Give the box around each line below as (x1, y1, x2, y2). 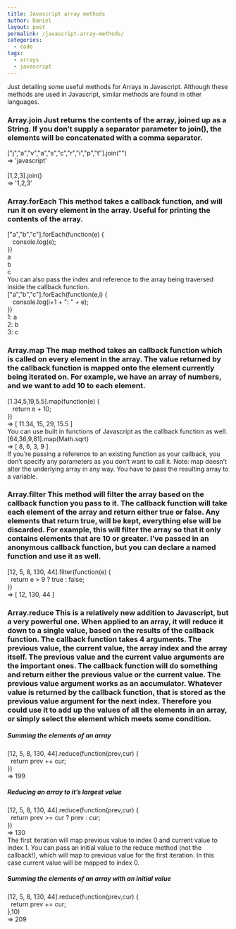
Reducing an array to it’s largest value (7, 788, 122, 796)
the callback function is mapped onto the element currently (7, 363, 215, 373)
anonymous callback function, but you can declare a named (7, 542, 216, 552)
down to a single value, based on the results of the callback (7, 625, 215, 635)
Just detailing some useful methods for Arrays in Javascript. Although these (7, 82, 228, 90)
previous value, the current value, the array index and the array (7, 643, 228, 653)
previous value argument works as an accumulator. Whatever (7, 678, 223, 688)
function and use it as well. (7, 551, 101, 561)
